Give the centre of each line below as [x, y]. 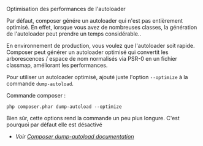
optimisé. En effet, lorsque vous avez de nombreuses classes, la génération [102, 27]
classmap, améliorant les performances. [57, 65]
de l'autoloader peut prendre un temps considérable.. [74, 34]
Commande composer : [36, 95]
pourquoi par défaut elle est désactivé [54, 125]
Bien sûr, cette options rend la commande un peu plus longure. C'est [93, 118]
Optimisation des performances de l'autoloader [66, 9]
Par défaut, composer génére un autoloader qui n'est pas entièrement [94, 21]
